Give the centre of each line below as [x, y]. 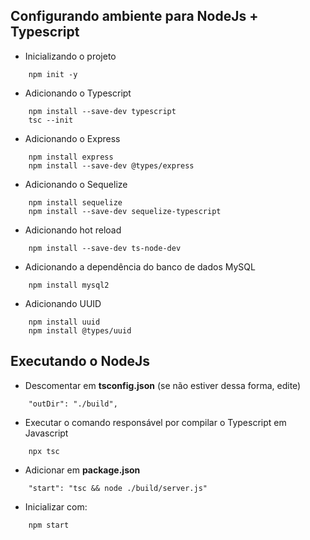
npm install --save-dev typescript [102, 111]
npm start [49, 525]
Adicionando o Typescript [78, 93]
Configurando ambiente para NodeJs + [134, 16]
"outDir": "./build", [73, 404]
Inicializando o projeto [70, 56]
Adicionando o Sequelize [76, 184]
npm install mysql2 [69, 285]
